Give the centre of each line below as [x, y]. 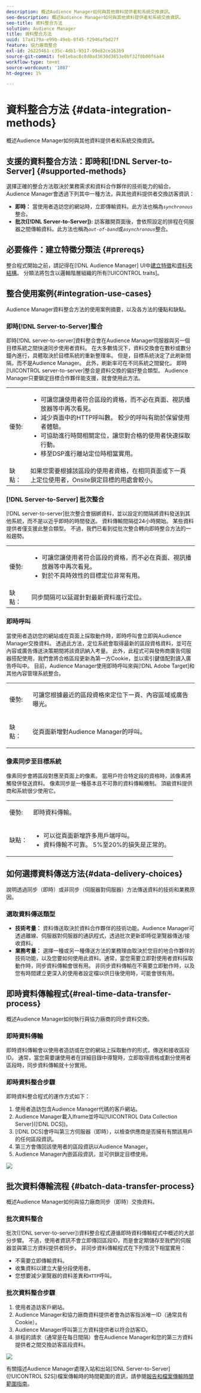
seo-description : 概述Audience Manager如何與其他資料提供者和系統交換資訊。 [95, 17]
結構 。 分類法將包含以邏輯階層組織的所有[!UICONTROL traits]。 [84, 273]
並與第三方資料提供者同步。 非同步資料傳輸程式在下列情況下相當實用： [98, 1248]
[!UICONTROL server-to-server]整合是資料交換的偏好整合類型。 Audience [97, 370]
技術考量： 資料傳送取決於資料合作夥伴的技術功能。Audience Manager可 [104, 928]
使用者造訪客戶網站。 [41, 1307]
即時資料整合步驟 [31, 1082]
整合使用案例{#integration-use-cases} [79, 294]
